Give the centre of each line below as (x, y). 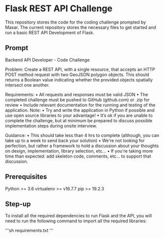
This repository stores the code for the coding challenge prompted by (76, 22)
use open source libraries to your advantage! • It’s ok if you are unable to (79, 115)
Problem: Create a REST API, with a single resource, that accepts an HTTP (80, 69)
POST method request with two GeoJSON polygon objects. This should (77, 75)
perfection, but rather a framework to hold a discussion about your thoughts (82, 146)
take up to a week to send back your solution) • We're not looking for (75, 140)
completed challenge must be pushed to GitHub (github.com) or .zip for (77, 100)
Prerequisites (26, 177)
